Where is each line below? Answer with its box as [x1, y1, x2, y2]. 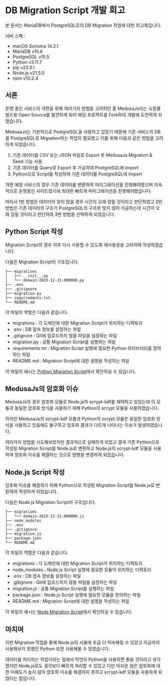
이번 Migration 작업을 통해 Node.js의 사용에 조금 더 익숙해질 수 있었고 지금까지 [5, 640, 160, 645]
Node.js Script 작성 [5, 468, 65, 476]
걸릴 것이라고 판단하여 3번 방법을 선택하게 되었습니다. [10, 211, 116, 217]
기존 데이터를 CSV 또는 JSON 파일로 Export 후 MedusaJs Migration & [12, 152, 152, 158]
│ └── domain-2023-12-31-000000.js [5, 514, 85, 519]
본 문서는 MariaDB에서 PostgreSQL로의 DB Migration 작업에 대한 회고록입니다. [5, 22, 162, 28]
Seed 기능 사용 [12, 158, 43, 164]
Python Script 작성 [5, 227, 63, 236]
